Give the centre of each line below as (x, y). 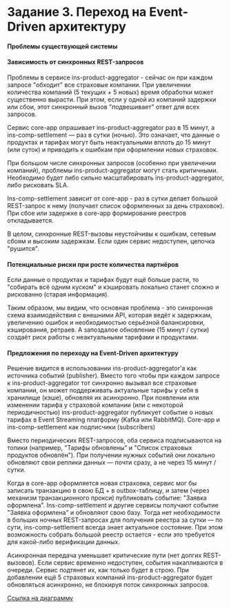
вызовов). (22, 563)
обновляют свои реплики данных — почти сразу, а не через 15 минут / (112, 462)
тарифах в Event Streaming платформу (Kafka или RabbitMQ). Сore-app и (114, 420)
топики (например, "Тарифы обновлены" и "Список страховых (100, 448)
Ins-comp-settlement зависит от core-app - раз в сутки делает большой (113, 198)
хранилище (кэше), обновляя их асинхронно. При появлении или (103, 397)
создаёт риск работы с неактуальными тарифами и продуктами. (103, 337)
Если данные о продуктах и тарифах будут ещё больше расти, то (103, 280)
